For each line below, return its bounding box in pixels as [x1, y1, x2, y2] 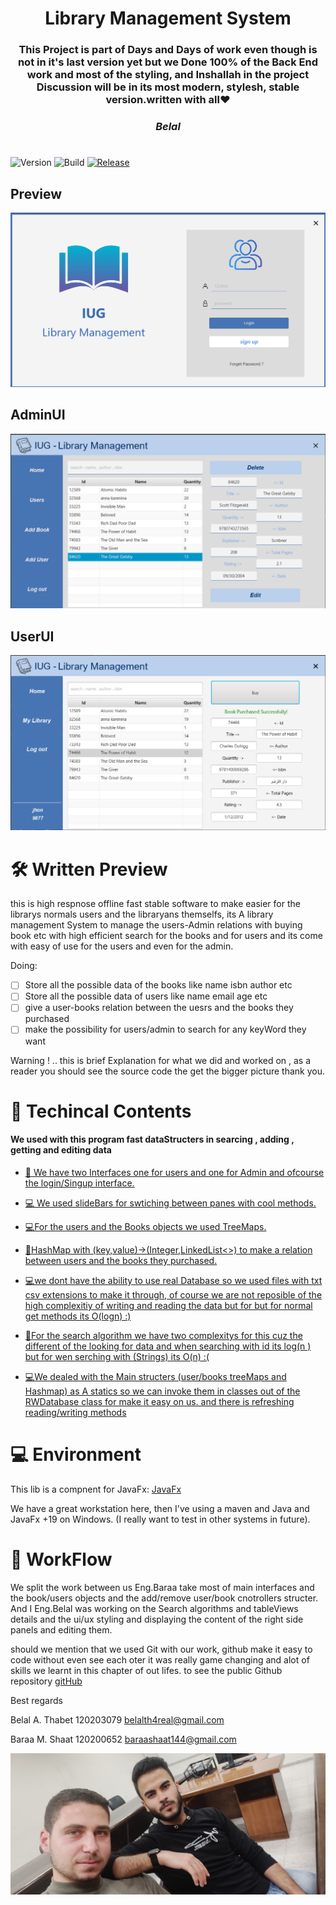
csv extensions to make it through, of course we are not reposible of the [24, 1288, 323, 1301]
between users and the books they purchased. [24, 1254, 218, 1266]
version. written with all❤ [105, 93, 231, 107]
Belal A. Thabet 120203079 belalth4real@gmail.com [10, 1713, 225, 1726]
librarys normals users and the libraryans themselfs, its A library [10, 908, 274, 921]
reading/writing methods [24, 1406, 127, 1418]
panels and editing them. [10, 1623, 113, 1636]
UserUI [10, 628, 55, 645]
